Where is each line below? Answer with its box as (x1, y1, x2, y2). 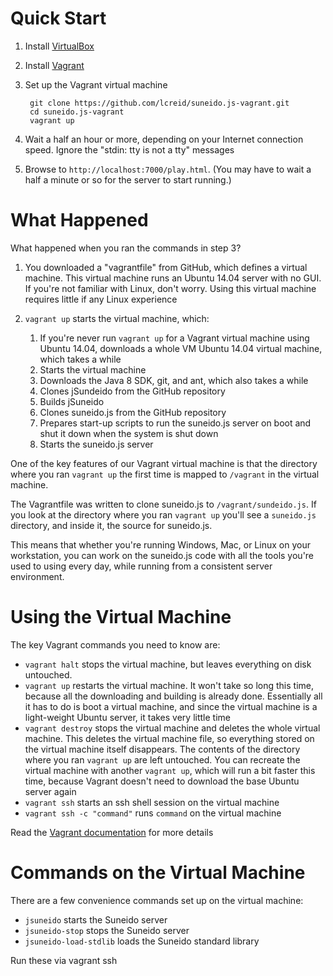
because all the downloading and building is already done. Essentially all (24, 690, 323, 702)
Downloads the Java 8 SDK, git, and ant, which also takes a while (39, 374, 309, 386)
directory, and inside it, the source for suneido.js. (10, 519, 213, 531)
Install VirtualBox (24, 40, 95, 52)
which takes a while (39, 353, 122, 365)
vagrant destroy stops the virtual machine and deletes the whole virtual (24, 722, 321, 734)
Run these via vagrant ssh (10, 954, 118, 966)
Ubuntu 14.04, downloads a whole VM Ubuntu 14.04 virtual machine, (39, 342, 323, 354)
